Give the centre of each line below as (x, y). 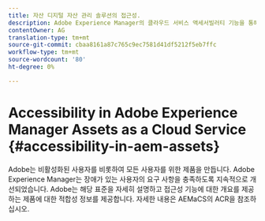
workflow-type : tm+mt (44, 52)
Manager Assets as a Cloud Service (127, 129)
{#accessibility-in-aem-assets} (114, 146)
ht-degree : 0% (32, 67)
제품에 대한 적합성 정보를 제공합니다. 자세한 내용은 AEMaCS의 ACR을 (129, 199)
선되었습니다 (28, 189)
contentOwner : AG (37, 30)
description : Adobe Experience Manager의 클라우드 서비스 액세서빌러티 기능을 (127, 23)
